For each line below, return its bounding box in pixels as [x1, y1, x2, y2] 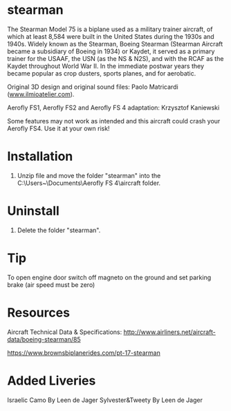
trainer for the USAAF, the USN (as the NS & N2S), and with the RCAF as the [7, 54, 224, 62]
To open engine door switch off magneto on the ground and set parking [7, 273, 212, 281]
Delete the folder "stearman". [17, 226, 101, 234]
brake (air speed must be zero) [7, 280, 95, 289]
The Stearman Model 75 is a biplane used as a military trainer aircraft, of [7, 25, 213, 33]
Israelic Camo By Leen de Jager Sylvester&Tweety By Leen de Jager [7, 396, 203, 404]
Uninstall [7, 203, 60, 219]
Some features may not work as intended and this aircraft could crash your [7, 116, 221, 125]
